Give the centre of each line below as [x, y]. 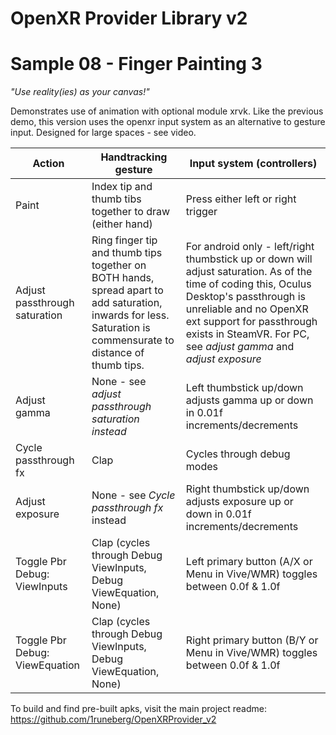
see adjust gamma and [240, 347]
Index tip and [122, 187]
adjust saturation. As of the [249, 272]
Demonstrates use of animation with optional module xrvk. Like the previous [167, 111]
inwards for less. [130, 315]
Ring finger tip [124, 240]
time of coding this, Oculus [248, 284]
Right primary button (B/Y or [252, 640]
